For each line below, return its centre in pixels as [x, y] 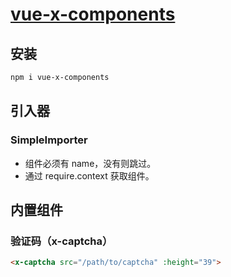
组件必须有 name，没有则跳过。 [90, 163]
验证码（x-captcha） [61, 241]
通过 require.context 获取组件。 [89, 175]
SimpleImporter [49, 140]
